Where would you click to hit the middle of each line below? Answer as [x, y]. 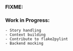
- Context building [25, 35]
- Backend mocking [24, 44]
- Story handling [23, 31]
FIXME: [14, 7]
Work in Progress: [27, 20]
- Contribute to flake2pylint [37, 39]
